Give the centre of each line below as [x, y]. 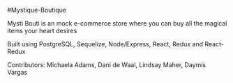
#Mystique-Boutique [37, 10]
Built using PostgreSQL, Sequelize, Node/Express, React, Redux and [105, 44]
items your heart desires [42, 31]
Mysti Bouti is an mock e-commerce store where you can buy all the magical [117, 23]
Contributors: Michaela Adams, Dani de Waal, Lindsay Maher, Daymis [107, 65]
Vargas [17, 72]
